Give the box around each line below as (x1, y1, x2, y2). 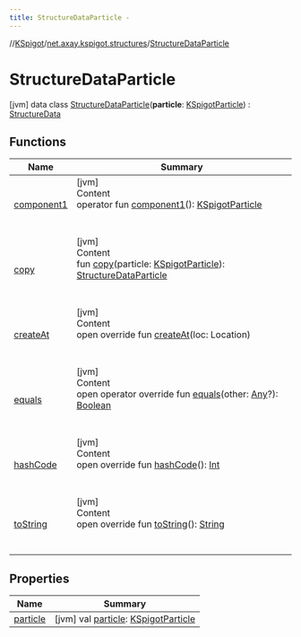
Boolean (75, 399, 112, 412)
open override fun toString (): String (75, 518, 226, 530)
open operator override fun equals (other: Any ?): (75, 388, 279, 400)
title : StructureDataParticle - (9, 13, 130, 22)
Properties (9, 571, 70, 586)
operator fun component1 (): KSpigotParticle (75, 198, 262, 211)
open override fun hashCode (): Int (75, 458, 220, 471)
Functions (9, 134, 67, 149)
